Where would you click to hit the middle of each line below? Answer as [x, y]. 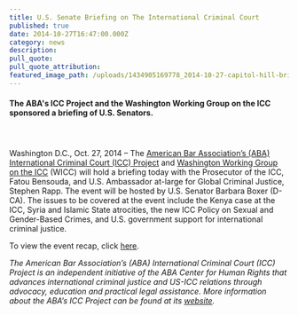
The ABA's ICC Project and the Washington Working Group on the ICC [140, 104]
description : [33, 51]
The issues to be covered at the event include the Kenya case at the [151, 200]
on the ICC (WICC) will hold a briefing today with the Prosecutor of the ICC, [147, 172]
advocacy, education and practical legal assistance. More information [138, 291]
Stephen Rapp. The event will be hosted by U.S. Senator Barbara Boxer [139, 191]
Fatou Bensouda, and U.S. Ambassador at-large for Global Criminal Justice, [147, 181]
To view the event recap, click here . [74, 246]
